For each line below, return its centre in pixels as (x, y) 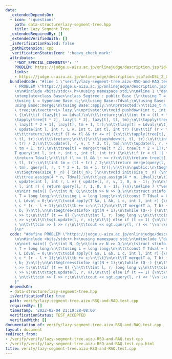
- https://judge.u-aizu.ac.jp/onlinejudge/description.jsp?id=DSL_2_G (91, 77)
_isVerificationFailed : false (42, 44)
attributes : (23, 58)
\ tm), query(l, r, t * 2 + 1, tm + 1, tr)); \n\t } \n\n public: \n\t (87, 167)
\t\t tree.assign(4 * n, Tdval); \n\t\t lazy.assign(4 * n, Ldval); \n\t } (91, 177)
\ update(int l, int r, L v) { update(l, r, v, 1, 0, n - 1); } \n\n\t (91, 182)
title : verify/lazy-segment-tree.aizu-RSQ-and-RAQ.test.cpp (71, 349)
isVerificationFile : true (38, 296)
